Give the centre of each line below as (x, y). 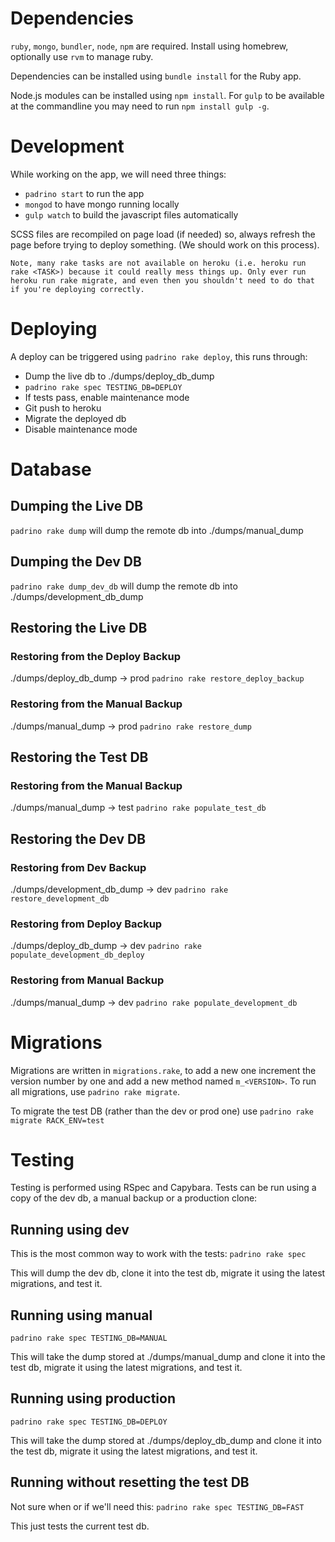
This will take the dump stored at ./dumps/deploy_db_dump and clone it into (166, 1440)
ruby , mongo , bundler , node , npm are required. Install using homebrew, (149, 46)
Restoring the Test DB (79, 757)
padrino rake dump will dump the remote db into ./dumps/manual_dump (157, 530)
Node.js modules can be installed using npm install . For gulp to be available (167, 95)
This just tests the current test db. (80, 1526)
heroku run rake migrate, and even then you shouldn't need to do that (162, 280)
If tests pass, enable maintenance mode (107, 397)
